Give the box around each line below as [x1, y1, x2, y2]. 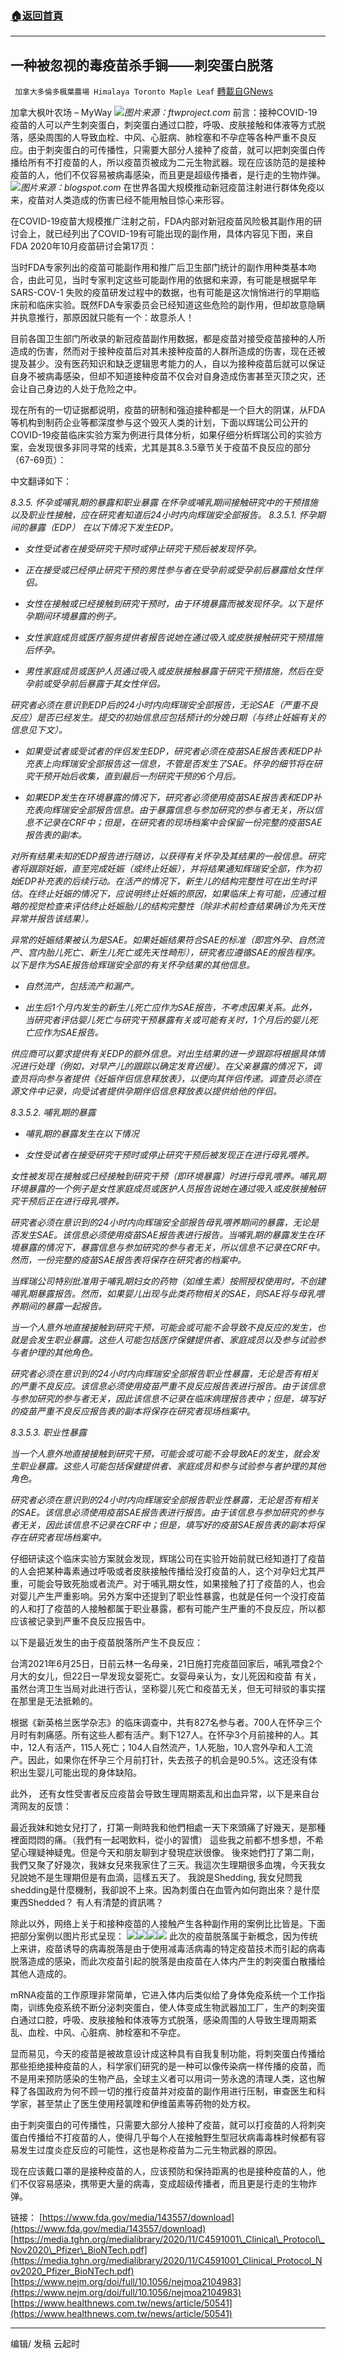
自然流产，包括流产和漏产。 [24, 980, 140, 992]
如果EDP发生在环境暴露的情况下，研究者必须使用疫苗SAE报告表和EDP [24, 792, 313, 804]
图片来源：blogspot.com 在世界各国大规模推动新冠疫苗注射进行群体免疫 [20, 182, 317, 194]
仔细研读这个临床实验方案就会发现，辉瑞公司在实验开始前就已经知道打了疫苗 [10, 1553, 326, 1565]
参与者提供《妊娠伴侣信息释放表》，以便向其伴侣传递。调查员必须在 [44, 1073, 322, 1085]
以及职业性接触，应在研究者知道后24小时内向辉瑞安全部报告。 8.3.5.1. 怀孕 [10, 509, 317, 521]
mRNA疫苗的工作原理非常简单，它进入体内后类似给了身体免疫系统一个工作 [10, 1989, 317, 2001]
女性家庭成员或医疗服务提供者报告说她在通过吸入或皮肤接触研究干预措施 [24, 632, 323, 644]
